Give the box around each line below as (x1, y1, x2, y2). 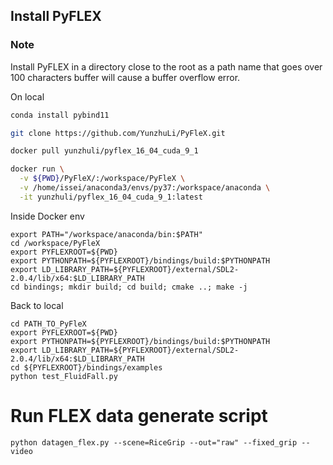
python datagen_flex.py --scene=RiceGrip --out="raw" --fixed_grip (10, 437, 298, 448)
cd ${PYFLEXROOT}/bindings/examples (10, 362, 163, 373)
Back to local (10, 299, 64, 311)
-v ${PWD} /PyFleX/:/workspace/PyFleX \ (19, 174, 186, 184)
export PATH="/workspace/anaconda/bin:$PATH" (10, 229, 203, 239)
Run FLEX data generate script (10, 405, 268, 427)
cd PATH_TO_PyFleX (10, 319, 87, 329)
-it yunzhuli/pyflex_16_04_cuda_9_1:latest (19, 192, 203, 202)
